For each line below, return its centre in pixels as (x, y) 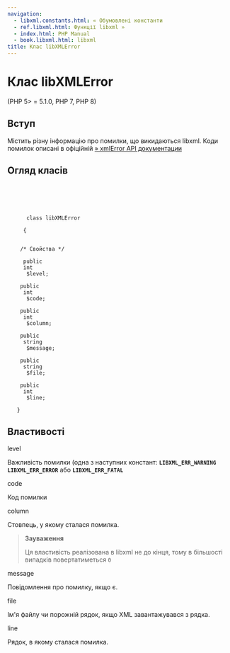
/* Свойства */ (42, 249)
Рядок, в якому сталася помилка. (58, 642)
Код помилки (27, 497)
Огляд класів (38, 171)
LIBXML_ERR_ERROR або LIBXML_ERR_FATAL (65, 470)
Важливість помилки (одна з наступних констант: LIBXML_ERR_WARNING (112, 462)
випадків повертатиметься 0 (68, 560)
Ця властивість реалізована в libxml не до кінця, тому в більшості (123, 552)
